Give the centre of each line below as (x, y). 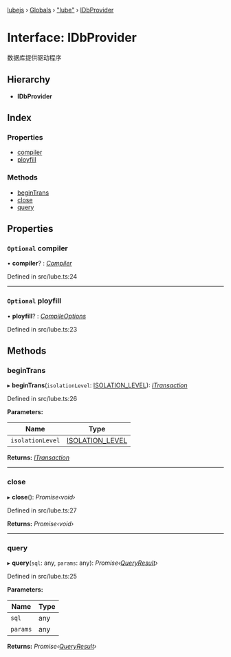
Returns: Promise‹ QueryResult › (52, 646)
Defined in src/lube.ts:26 (42, 399)
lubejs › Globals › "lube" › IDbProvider (60, 10)
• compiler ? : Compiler (40, 263)
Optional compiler (38, 248)
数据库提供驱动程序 (34, 57)
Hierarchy (29, 79)
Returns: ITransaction (38, 457)
